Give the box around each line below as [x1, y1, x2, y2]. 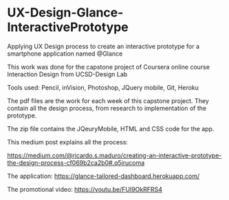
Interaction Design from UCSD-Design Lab [7, 70, 128, 78]
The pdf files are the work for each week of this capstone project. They [7, 96, 210, 104]
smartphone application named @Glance [7, 49, 123, 58]
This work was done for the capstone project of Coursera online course [7, 63, 210, 71]
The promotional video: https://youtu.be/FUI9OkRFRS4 [7, 185, 163, 193]
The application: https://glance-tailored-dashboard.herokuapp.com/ [7, 172, 200, 180]
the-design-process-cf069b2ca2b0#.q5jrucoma [7, 158, 145, 166]
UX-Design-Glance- [7, 5, 124, 21]
